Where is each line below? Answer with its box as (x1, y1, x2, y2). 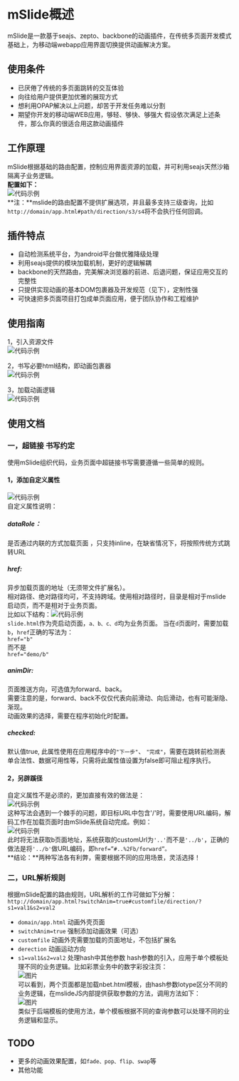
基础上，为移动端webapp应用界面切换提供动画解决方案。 (7, 40, 175, 48)
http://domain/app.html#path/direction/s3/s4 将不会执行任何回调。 (7, 207, 207, 215)
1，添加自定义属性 (7, 475, 60, 485)
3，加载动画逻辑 (7, 386, 55, 394)
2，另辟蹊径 (7, 774, 43, 782)
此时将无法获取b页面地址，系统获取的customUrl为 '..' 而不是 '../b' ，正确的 (7, 835, 230, 844)
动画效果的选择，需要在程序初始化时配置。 (7, 711, 132, 720)
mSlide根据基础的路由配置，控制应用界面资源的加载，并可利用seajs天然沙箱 (7, 162, 230, 171)
